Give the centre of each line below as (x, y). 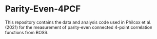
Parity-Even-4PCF (43, 9)
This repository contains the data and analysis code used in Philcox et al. (78, 22)
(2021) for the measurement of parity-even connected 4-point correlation (79, 27)
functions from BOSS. (27, 32)
